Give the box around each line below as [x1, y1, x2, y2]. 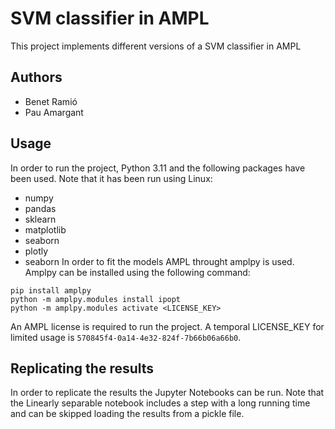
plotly [24, 245, 49, 257]
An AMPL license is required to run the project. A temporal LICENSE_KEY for [10, 320, 325, 332]
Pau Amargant [24, 106, 84, 118]
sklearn [24, 213, 57, 225]
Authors [10, 69, 63, 86]
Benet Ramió [24, 95, 78, 107]
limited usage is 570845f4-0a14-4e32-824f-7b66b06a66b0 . [10, 331, 242, 343]
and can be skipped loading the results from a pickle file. [10, 408, 245, 420]
